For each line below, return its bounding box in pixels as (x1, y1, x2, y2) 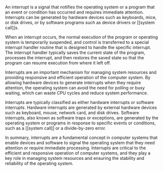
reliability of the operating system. (5, 160, 74, 166)
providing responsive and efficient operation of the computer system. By (5, 75, 151, 80)
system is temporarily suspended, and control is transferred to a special (5, 39, 149, 45)
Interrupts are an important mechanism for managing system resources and (5, 69, 157, 75)
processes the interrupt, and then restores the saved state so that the (5, 55, 145, 60)
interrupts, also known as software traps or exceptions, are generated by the (5, 115, 159, 120)
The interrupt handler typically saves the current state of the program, (5, 50, 145, 55)
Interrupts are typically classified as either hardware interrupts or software (5, 100, 154, 105)
